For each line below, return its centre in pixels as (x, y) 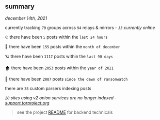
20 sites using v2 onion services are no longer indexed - (61, 98)
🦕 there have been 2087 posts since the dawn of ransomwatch (66, 79)
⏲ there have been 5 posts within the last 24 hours (56, 37)
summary (20, 7)
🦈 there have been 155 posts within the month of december (63, 46)
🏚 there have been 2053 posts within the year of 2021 (59, 68)
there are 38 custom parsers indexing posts (48, 88)
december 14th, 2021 (26, 18)
